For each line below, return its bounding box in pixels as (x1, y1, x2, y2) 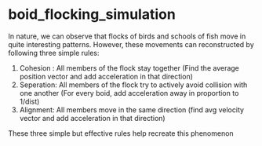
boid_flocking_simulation (8, 5, 176, 24)
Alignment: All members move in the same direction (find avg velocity (19, 104, 245, 115)
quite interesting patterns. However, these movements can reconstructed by (8, 39, 255, 49)
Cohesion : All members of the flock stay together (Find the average (19, 63, 239, 72)
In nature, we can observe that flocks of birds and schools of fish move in (8, 31, 246, 41)
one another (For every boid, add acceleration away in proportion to (19, 88, 239, 97)
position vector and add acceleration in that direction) (19, 71, 194, 81)
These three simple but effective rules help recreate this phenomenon (8, 128, 234, 138)
